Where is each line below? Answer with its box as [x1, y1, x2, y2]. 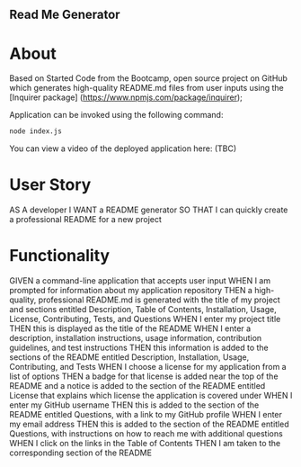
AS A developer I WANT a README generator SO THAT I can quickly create [9, 204, 288, 215]
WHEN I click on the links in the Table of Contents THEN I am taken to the [9, 438, 281, 449]
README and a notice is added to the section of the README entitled [9, 381, 266, 391]
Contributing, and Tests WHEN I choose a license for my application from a [9, 362, 287, 373]
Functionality [9, 246, 111, 266]
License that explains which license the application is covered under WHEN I [9, 391, 293, 401]
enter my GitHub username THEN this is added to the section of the [9, 400, 260, 410]
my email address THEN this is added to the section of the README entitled [9, 418, 289, 430]
